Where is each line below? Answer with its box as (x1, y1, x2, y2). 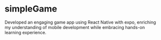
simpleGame (4, 3, 58, 14)
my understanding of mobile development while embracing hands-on (4, 24, 145, 30)
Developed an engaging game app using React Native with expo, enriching (4, 19, 156, 25)
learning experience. (4, 29, 47, 35)
